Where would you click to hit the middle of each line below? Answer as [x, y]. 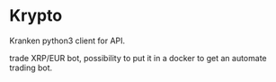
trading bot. [31, 68]
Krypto [36, 16]
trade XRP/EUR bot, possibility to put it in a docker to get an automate [138, 58]
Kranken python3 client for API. [67, 41]
